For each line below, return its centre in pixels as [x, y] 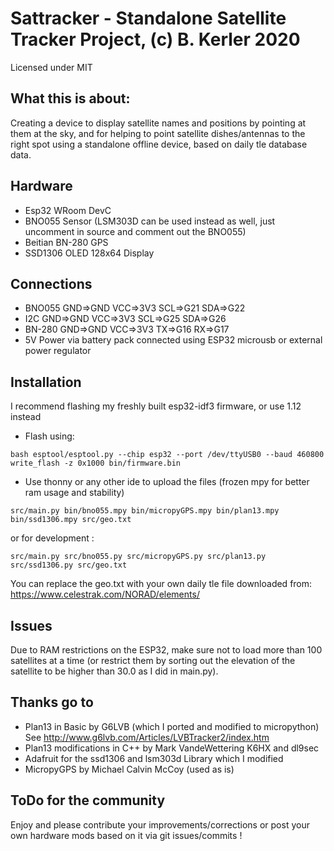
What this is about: [70, 98]
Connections [51, 283]
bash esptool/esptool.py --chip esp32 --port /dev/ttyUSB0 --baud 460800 [167, 455]
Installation [46, 382]
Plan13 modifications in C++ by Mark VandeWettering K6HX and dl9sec [172, 748]
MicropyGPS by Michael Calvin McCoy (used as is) [129, 769]
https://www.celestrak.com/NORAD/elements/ [105, 594]
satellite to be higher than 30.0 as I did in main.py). [114, 671]
